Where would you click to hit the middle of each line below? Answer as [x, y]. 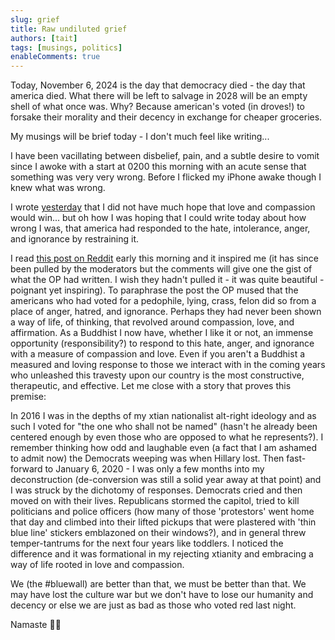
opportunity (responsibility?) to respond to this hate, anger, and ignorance [162, 343]
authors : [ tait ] [44, 38]
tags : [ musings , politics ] [66, 47]
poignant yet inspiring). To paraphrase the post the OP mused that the [154, 290]
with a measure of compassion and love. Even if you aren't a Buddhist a [158, 354]
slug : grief [35, 19]
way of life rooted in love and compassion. [97, 565]
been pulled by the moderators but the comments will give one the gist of [161, 269]
